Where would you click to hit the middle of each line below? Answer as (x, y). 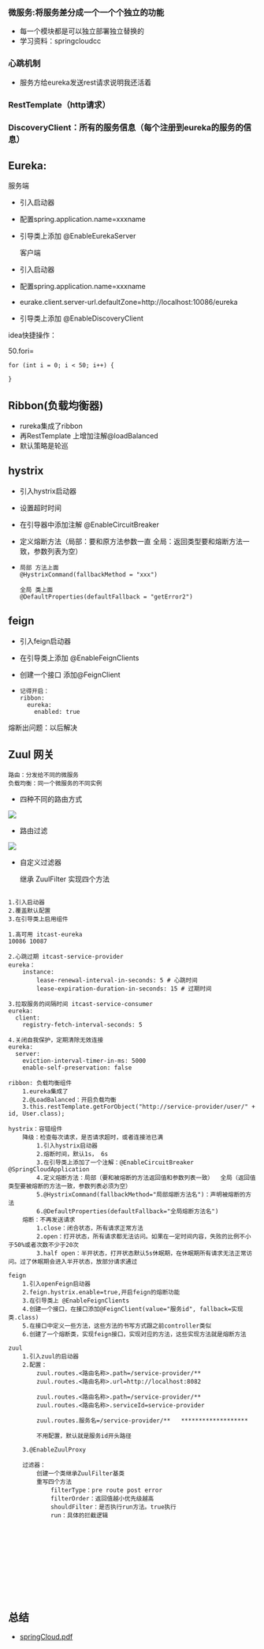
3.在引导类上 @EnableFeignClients (76, 1301)
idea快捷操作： (33, 335)
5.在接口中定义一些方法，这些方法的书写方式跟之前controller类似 (117, 1326)
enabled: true (57, 712)
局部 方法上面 (39, 567)
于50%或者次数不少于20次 (43, 1245)
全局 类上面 (36, 590)
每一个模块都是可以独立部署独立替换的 (82, 31)
